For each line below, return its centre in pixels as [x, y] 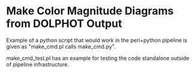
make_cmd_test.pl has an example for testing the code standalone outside [98, 58]
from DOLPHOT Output [64, 24]
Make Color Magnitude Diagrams [90, 11]
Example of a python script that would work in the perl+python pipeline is [97, 40]
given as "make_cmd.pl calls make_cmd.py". [61, 47]
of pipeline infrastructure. [37, 64]
